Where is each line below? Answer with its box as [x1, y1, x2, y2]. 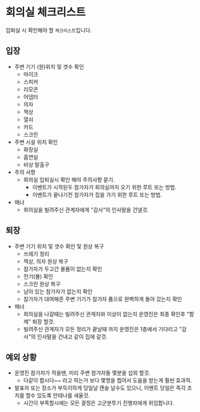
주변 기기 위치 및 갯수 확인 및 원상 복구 [14, 242, 105, 250]
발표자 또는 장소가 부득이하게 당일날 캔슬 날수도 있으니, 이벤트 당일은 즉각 [14, 384, 186, 392]
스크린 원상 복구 [23, 280, 61, 287]
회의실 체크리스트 [5, 5, 86, 19]
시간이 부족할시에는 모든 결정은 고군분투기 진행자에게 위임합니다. [23, 399, 175, 407]
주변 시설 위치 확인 [14, 138, 58, 145]
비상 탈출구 [23, 161, 49, 168]
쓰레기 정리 [23, 250, 49, 257]
